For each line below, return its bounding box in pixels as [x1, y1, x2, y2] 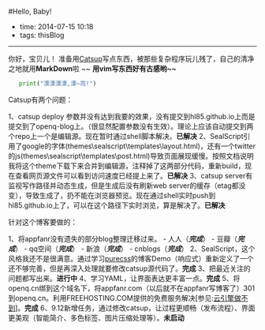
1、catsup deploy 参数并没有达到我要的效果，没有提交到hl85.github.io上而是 [8, 111, 256, 121]
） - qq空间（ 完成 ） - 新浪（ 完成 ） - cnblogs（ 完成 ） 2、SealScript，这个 [15, 244, 256, 253]
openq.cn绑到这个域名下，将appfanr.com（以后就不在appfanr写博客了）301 [8, 283, 256, 293]
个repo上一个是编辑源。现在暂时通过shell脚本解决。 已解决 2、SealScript [8, 131, 244, 141]
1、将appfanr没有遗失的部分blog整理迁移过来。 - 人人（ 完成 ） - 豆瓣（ [8, 234, 238, 243]
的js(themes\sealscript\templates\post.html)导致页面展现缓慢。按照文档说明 [8, 151, 254, 160]
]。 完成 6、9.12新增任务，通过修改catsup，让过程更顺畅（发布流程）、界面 [15, 303, 256, 313]
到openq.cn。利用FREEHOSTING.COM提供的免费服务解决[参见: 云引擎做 [8, 293, 242, 302]
